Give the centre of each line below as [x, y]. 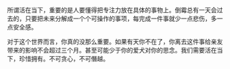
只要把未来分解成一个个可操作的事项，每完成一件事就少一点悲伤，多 [121, 18]
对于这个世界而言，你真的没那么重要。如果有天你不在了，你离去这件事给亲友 [115, 42]
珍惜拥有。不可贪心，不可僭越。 [64, 59]
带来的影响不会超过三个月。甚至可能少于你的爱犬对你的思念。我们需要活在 [112, 50]
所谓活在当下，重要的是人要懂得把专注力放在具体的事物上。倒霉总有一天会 [112, 10]
